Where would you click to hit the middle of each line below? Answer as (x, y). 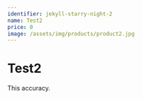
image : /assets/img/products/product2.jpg (71, 34)
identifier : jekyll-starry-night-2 (60, 14)
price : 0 (20, 27)
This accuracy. (29, 88)
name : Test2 (25, 21)
